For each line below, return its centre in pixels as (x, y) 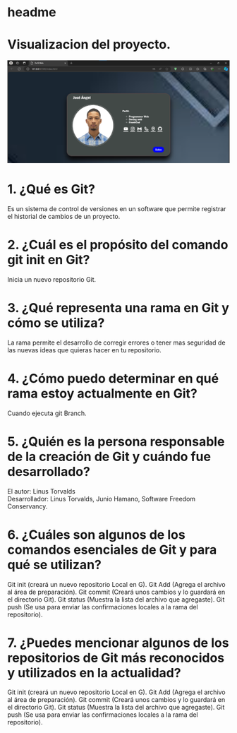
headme (32, 12)
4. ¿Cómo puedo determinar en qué (113, 378)
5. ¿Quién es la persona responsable (116, 441)
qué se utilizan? (55, 565)
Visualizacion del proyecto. (89, 45)
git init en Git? (49, 260)
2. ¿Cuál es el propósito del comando (118, 245)
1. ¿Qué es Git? (51, 190)
